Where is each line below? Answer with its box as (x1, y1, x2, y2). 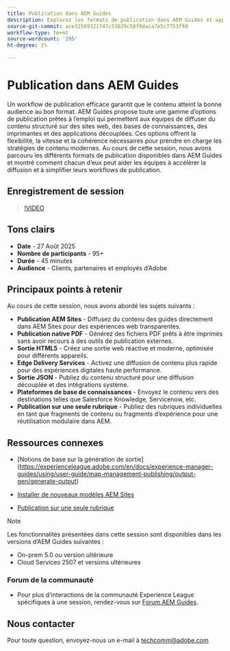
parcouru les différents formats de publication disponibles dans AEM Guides (7, 151, 222, 159)
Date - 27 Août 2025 (16, 241, 76, 250)
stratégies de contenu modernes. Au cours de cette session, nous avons (7, 143, 212, 152)
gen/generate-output (16, 477, 77, 486)
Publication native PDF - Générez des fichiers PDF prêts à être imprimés (16, 330, 223, 338)
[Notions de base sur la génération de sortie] (16, 455, 144, 464)
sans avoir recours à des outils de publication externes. (16, 337, 173, 345)
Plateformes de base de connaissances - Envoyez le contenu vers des (16, 388, 219, 396)
